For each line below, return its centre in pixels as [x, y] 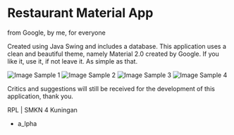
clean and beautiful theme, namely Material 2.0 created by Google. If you [113, 54]
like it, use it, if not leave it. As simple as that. [73, 61]
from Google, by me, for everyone [56, 33]
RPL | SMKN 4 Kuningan [42, 110]
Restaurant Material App [80, 13]
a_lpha [27, 123]
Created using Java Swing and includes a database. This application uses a [117, 46]
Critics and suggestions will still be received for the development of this [111, 88]
